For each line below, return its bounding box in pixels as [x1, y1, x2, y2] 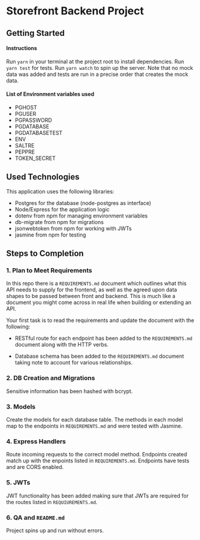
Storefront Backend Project [6, 4, 144, 18]
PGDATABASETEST [14, 129, 63, 136]
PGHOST [14, 103, 38, 111]
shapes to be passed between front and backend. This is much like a [6, 293, 176, 300]
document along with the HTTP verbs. [14, 341, 109, 348]
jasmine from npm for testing [14, 231, 87, 238]
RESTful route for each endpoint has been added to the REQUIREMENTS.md [14, 335, 193, 342]
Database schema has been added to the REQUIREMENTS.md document [14, 352, 184, 360]
